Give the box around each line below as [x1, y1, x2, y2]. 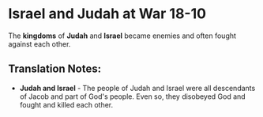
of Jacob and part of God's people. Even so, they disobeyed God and [19, 92, 246, 101]
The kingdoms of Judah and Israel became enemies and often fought [8, 31, 237, 40]
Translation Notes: [8, 62, 101, 76]
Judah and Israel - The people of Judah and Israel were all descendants [19, 83, 256, 92]
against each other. [8, 39, 71, 48]
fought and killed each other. [19, 100, 114, 109]
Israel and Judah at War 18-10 [8, 5, 207, 23]
